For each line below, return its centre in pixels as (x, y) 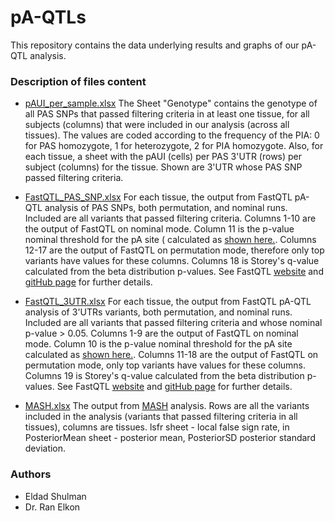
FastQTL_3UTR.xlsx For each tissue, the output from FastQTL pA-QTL (168, 302)
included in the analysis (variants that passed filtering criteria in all (161, 417)
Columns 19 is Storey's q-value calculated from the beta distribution (164, 376)
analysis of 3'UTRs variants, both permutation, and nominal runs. (158, 312)
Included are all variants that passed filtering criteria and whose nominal (173, 323)
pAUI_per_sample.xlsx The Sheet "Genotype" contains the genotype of (171, 103)
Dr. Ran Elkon (52, 507)
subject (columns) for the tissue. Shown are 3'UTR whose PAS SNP (163, 167)
